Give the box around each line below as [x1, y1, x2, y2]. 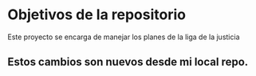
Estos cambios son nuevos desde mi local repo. [7, 55, 249, 69]
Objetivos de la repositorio [7, 6, 187, 24]
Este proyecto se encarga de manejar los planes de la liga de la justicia [7, 32, 240, 42]
